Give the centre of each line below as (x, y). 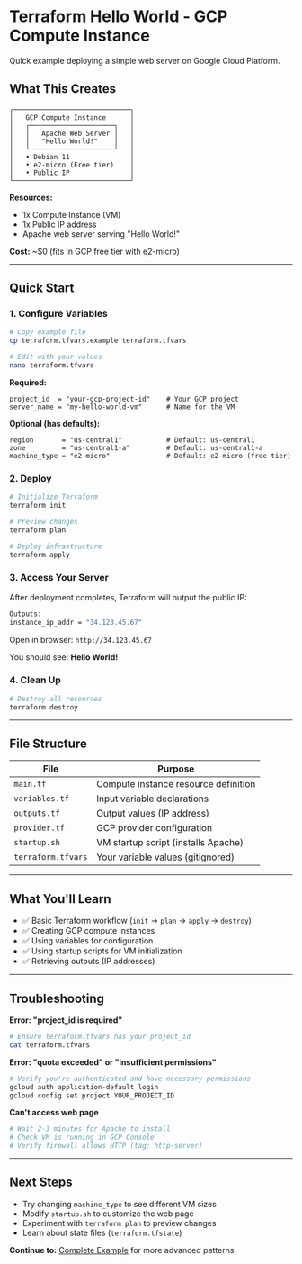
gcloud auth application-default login (84, 1087)
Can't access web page (54, 1113)
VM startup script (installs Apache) (170, 843)
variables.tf (42, 799)
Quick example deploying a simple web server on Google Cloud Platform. (145, 60)
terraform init (38, 506)
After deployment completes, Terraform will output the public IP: (128, 597)
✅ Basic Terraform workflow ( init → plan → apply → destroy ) (137, 921)
